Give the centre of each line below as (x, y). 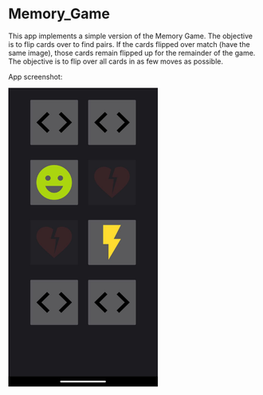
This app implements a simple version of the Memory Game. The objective (131, 36)
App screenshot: (35, 76)
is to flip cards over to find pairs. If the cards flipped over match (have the (129, 44)
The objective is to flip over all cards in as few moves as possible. (116, 61)
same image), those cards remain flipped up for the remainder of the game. (132, 53)
